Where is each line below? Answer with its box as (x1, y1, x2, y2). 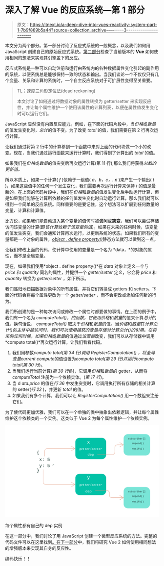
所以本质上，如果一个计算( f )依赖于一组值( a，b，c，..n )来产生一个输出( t (5, 177, 155, 182)
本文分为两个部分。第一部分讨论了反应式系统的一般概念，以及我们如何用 (5, 42, 150, 48)
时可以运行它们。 (17, 110, 52, 116)
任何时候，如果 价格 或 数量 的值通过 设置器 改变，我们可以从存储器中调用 (13, 333, 155, 339)
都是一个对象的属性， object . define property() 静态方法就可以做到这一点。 (9, 236, 159, 242)
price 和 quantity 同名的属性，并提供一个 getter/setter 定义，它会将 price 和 (5, 269, 157, 275)
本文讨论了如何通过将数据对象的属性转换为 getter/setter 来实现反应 (17, 98, 152, 104)
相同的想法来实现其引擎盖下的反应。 (9, 54, 82, 60)
